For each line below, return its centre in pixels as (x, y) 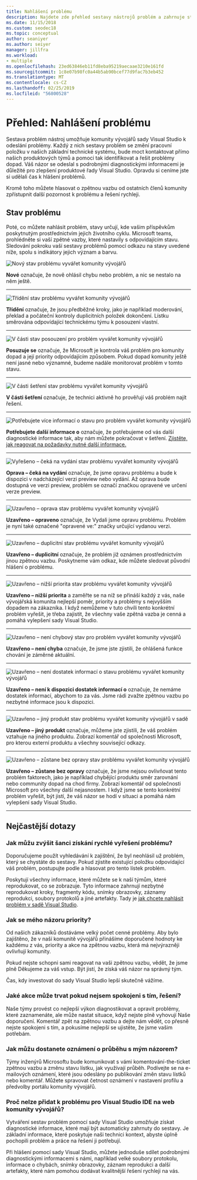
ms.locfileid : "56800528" (38, 94)
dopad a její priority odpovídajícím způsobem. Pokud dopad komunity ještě (96, 356)
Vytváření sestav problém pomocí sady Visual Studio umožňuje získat (90, 1122)
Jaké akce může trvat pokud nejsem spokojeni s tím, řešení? (94, 996)
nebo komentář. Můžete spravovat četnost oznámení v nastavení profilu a (95, 1081)
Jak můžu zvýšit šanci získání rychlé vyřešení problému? (89, 843)
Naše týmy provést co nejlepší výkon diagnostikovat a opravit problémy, (93, 1008)
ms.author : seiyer (28, 45)
